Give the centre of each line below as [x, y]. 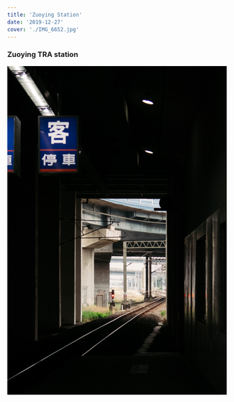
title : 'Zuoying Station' [45, 15]
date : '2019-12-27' [36, 22]
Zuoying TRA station [43, 54]
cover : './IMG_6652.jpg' [43, 29]
